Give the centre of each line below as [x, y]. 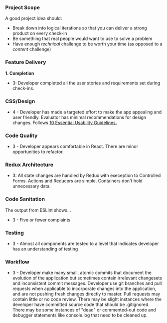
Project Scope [22, 7]
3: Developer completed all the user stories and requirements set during [86, 83]
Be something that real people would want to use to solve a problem [82, 38]
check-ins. [23, 88]
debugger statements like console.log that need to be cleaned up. [80, 315]
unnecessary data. [31, 186]
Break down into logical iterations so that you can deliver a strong [80, 28]
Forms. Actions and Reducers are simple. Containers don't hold [78, 181]
